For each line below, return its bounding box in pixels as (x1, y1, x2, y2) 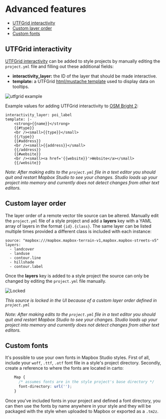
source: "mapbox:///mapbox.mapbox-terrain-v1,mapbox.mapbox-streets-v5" (5, 238, 159, 243)
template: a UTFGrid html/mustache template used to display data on (12, 78, 155, 84)
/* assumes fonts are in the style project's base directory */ (18, 379, 155, 385)
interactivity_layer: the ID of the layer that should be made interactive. (12, 73, 158, 79)
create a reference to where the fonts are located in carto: (5, 365, 124, 371)
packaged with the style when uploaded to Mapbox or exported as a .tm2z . (5, 408, 159, 414)
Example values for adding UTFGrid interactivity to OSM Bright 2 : (5, 103, 139, 109)
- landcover (9, 247, 35, 251)
